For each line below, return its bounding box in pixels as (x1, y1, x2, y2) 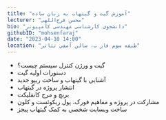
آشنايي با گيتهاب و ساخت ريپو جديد (17, 76, 106, 83)
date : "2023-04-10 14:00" (7, 36, 81, 43)
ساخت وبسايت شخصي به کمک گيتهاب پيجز (17, 105, 127, 113)
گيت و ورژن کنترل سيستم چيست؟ (17, 61, 105, 69)
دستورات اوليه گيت (17, 68, 67, 77)
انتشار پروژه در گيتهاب (17, 83, 74, 91)
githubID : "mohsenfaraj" (7, 29, 79, 37)
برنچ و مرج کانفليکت (17, 90, 70, 99)
